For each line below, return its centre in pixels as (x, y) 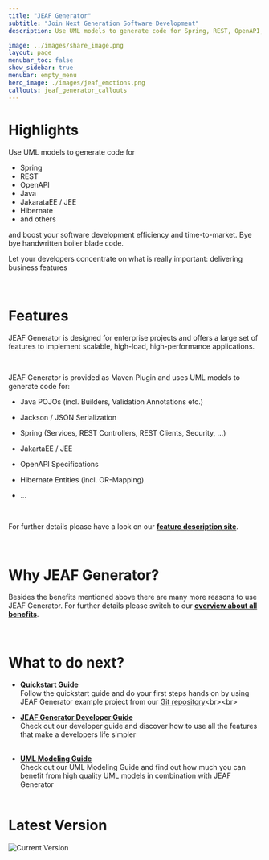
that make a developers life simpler (78, 734)
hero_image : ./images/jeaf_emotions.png (77, 83)
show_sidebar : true (41, 68)
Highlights (43, 130)
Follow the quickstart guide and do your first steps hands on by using (134, 693)
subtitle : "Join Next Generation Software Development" (104, 23)
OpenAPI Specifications (59, 465)
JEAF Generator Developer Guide (77, 717)
